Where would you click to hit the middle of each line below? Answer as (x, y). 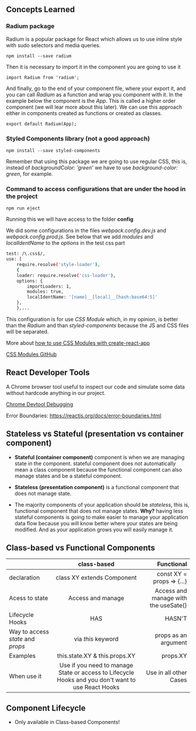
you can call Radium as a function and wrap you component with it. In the (94, 94)
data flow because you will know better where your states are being (96, 523)
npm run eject (23, 209)
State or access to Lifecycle (96, 673)
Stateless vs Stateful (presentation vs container (95, 434)
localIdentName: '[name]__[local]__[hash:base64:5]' (92, 297)
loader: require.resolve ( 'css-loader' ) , (66, 275)
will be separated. (27, 331)
